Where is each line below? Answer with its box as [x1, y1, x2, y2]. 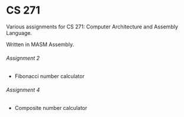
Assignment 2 [6, 54, 40, 61]
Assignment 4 [6, 86, 40, 93]
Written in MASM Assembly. [6, 41, 75, 48]
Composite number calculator [14, 105, 88, 112]
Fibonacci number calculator [14, 73, 85, 80]
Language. [6, 29, 33, 36]
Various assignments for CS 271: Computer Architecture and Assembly [6, 23, 179, 30]
